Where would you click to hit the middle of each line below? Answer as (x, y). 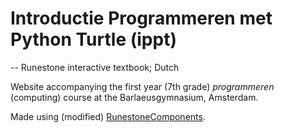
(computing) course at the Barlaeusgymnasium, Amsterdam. (134, 97)
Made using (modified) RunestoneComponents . (108, 116)
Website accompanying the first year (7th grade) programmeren (142, 86)
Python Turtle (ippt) (93, 39)
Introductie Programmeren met (141, 18)
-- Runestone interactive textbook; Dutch (95, 67)
